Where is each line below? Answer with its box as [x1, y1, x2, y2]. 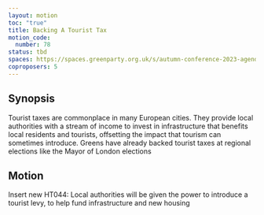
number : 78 [15, 41, 51, 49]
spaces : [8, 56, 34, 64]
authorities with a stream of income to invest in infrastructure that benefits [8, 121, 249, 131]
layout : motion [8, 11, 58, 20]
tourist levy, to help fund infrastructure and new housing [8, 198, 190, 208]
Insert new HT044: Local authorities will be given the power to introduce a [8, 190, 248, 199]
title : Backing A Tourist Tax [8, 26, 108, 34]
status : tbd [8, 48, 47, 56]
